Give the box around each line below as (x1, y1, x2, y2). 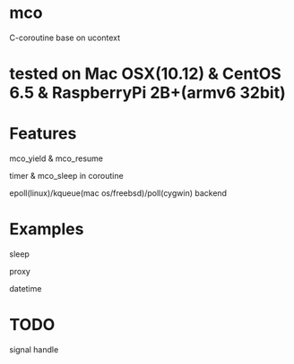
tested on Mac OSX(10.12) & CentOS (9, 63, 282, 84)
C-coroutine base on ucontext (9, 32, 121, 43)
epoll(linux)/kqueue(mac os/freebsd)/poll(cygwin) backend (9, 188, 227, 199)
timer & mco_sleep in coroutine (9, 171, 124, 182)
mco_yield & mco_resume (9, 153, 104, 164)
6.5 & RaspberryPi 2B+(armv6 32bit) (9, 83, 286, 103)
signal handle (9, 343, 59, 355)
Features (9, 123, 77, 144)
